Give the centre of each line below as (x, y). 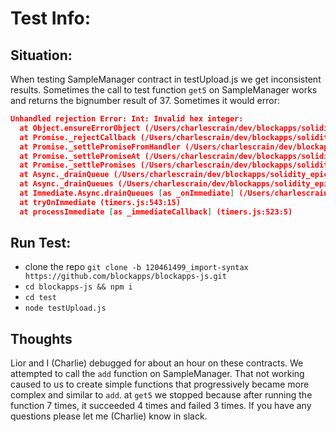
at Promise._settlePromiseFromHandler (100, 147)
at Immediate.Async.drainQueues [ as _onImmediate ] (127, 193)
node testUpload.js (65, 308)
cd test (40, 298)
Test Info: (51, 18)
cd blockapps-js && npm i (78, 287)
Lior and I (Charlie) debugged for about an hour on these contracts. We (157, 363)
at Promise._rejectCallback (78, 137)
